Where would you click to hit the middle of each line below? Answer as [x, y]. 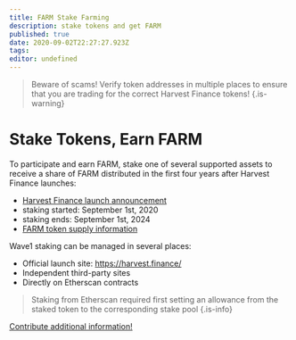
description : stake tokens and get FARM [86, 26]
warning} [48, 103]
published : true [39, 34]
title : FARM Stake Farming [59, 17]
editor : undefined [43, 59]
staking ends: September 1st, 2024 [86, 219]
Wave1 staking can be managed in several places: [100, 245]
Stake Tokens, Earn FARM [106, 140]
